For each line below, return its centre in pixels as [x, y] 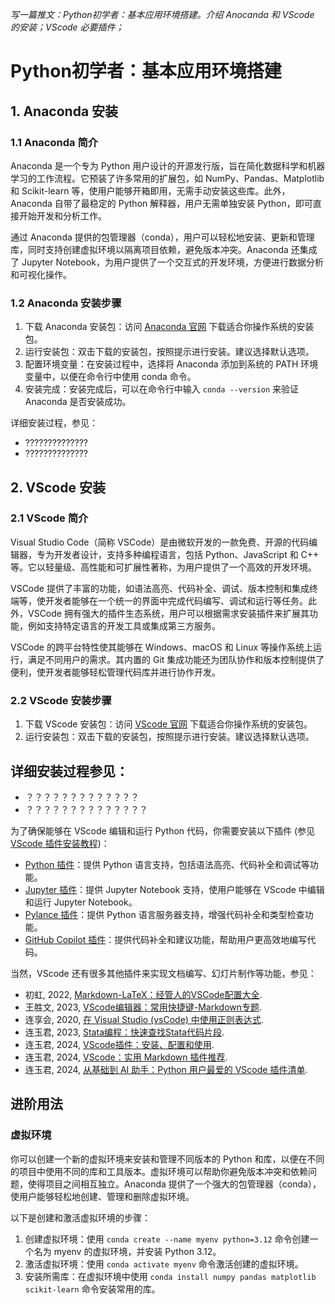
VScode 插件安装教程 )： [60, 843]
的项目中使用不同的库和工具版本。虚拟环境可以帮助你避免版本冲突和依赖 [159, 1171]
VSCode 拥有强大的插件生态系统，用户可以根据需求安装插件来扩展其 [168, 613]
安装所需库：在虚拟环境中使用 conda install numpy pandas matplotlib [170, 1276]
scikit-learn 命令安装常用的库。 [92, 1289]
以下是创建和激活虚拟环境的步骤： [80, 1217]
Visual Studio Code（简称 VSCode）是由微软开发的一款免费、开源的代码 [160, 542]
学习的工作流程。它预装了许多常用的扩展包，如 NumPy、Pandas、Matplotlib [167, 178]
